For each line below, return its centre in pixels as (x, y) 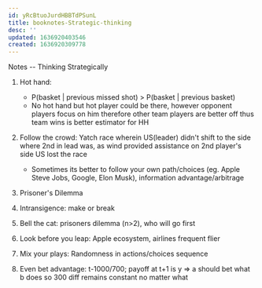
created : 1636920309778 (47, 45)
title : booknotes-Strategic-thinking (70, 23)
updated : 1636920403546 (47, 37)
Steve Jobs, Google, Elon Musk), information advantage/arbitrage (138, 178)
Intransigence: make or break (67, 208)
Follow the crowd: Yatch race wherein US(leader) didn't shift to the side (135, 137)
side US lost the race (54, 155)
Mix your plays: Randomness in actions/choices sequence (114, 254)
